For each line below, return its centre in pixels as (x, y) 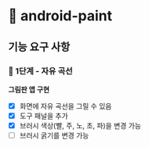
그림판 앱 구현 (29, 89)
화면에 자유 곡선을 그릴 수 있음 (65, 106)
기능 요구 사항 (39, 47)
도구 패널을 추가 (44, 116)
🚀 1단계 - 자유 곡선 (40, 71)
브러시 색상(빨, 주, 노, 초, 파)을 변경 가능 (80, 125)
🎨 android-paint (60, 16)
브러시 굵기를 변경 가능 (54, 135)
